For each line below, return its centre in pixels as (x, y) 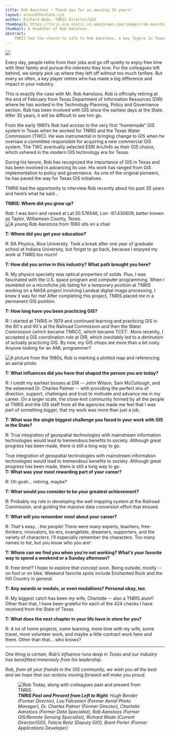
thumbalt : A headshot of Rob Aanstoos (46, 29)
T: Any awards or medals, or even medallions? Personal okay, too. (76, 588)
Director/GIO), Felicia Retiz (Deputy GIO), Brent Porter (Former (83, 722)
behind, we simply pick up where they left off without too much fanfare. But (84, 73)
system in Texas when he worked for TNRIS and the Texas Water (73, 131)
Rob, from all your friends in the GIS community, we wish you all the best (81, 669)
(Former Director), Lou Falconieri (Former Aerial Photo (74, 701)
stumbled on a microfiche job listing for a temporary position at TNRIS (78, 285)
